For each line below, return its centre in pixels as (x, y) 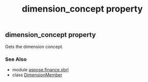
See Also (16, 59)
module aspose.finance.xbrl (40, 69)
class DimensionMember (37, 75)
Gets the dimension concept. (34, 47)
